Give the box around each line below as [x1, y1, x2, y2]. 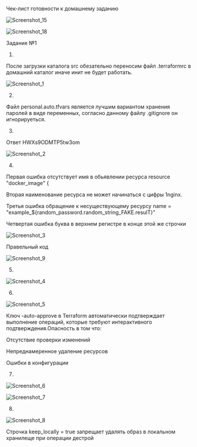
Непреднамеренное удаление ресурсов [6, 348, 108, 355]
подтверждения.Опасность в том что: [6, 325, 102, 331]
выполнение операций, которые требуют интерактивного [6, 318, 153, 325]
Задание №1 [6, 40, 37, 46]
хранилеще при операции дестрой [6, 435, 94, 441]
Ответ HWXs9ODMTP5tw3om [6, 139, 80, 146]
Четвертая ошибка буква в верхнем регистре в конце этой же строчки [6, 221, 186, 227]
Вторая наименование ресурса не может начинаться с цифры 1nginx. [6, 191, 182, 198]
